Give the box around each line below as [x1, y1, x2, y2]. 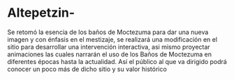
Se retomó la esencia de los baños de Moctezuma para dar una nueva [7, 28, 209, 36]
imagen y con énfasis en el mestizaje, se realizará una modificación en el [7, 35, 218, 43]
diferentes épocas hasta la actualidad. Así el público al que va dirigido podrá [7, 57, 227, 65]
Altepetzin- [7, 5, 75, 21]
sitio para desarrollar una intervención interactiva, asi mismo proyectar [7, 42, 211, 51]
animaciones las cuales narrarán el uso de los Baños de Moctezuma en [7, 50, 212, 58]
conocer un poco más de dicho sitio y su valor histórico [7, 65, 168, 73]
